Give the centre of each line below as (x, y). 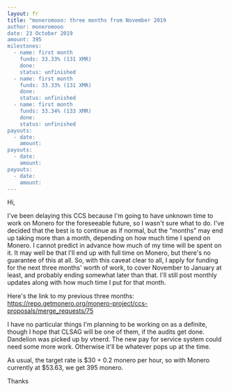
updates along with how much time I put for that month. (87, 283)
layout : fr (23, 14)
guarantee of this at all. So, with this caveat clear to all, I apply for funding (113, 260)
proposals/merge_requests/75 (50, 311)
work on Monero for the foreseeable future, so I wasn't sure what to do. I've (116, 223)
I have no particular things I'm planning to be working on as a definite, (107, 325)
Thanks (18, 381)
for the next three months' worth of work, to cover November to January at (114, 268)
